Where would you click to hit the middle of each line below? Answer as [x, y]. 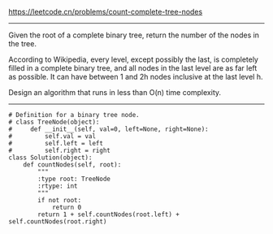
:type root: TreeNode [74, 179]
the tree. [22, 43]
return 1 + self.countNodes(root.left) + [109, 214]
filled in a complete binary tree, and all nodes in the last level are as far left [133, 68]
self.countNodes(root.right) [58, 222]
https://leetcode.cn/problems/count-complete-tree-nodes [106, 12]
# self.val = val [52, 136]
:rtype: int [58, 186]
